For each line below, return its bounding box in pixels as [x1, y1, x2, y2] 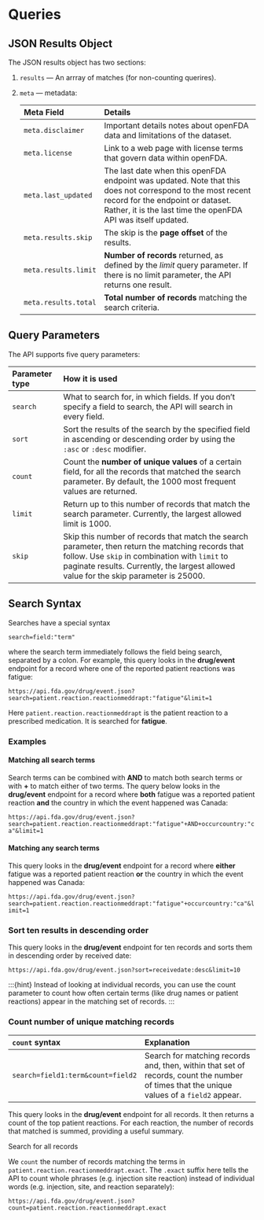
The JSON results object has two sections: [8, 57, 147, 67]
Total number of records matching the [104, 293, 247, 303]
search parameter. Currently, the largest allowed [62, 508, 242, 519]
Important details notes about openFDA [104, 120, 249, 131]
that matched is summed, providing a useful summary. [8, 1126, 185, 1136]
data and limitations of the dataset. [104, 130, 232, 141]
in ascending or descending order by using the [62, 433, 236, 444]
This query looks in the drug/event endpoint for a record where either [8, 861, 236, 870]
